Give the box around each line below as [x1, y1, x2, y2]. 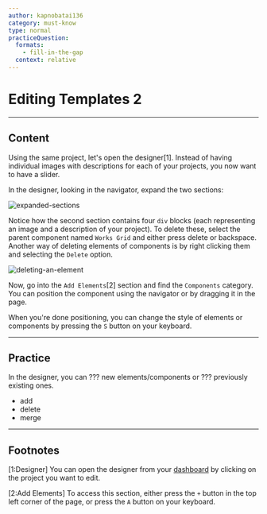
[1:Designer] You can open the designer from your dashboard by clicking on [8, 465, 257, 474]
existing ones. [8, 381, 54, 390]
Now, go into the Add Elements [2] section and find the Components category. [8, 280, 253, 290]
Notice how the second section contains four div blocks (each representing [8, 215, 256, 225]
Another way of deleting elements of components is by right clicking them [8, 241, 250, 250]
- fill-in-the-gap [22, 48, 83, 56]
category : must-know [8, 19, 77, 27]
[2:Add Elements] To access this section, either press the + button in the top [8, 489, 257, 498]
